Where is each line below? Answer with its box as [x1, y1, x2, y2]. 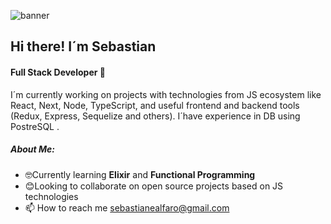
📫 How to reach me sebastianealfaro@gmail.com [24, 201, 230, 214]
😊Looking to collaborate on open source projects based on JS [24, 180, 284, 192]
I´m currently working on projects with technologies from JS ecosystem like [10, 88, 322, 100]
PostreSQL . [10, 120, 60, 132]
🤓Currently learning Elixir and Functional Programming [24, 168, 256, 180]
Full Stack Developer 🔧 [10, 66, 106, 78]
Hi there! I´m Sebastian [10, 38, 157, 55]
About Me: [10, 143, 56, 155]
